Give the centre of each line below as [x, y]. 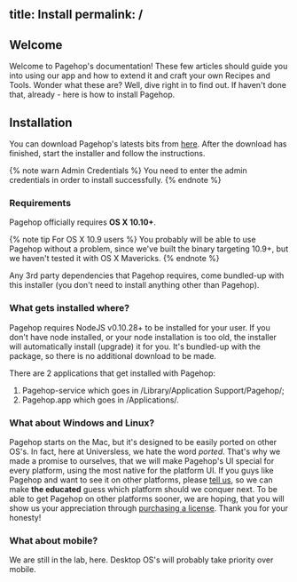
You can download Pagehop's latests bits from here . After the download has [148, 144]
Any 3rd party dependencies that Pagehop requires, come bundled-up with [147, 275]
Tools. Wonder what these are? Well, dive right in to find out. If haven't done [148, 85]
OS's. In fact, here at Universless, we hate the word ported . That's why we [145, 451]
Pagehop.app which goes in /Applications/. [100, 400]
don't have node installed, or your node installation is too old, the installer [143, 337]
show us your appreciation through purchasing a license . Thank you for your [149, 508]
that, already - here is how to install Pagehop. [92, 95]
